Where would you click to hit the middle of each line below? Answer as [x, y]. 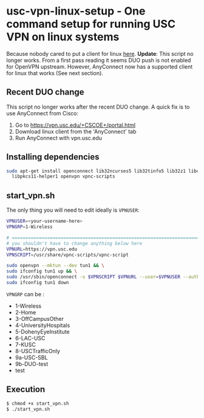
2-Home [25, 312]
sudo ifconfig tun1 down [38, 283]
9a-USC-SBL [31, 357]
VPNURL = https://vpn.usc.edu [42, 249]
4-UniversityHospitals [42, 325]
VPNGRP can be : [25, 294]
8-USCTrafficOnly [38, 351]
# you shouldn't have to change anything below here [74, 243]
